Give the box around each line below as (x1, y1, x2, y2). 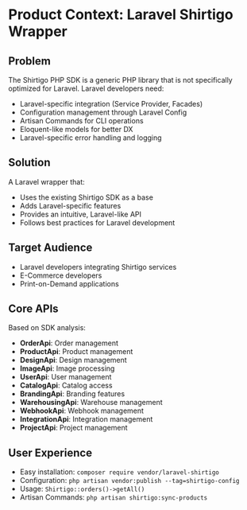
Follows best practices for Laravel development (19, 217, 176, 228)
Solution (8, 156, 51, 169)
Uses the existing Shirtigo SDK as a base (19, 193, 153, 202)
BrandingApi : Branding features (19, 389, 125, 399)
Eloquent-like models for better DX (19, 125, 133, 134)
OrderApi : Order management (19, 338, 119, 348)
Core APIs (8, 302, 59, 316)
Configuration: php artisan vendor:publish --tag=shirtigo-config (19, 476, 240, 485)
